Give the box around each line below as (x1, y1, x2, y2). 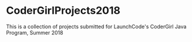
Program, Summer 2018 (6, 29, 63, 36)
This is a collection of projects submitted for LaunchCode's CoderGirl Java (6, 23, 187, 30)
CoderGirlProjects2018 (6, 4, 120, 17)
